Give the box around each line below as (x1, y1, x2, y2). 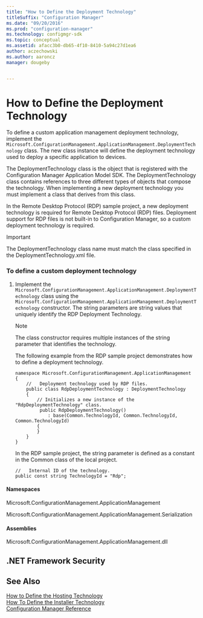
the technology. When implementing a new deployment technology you (6, 184, 184, 192)
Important (6, 233, 31, 241)
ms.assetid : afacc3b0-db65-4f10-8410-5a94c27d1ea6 (6, 43, 137, 49)
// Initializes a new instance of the (37, 397, 135, 403)
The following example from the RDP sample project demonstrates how (14, 352, 193, 359)
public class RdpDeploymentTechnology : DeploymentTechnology (26, 386, 186, 392)
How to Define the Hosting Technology (6, 592, 103, 599)
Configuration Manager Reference (6, 605, 92, 613)
